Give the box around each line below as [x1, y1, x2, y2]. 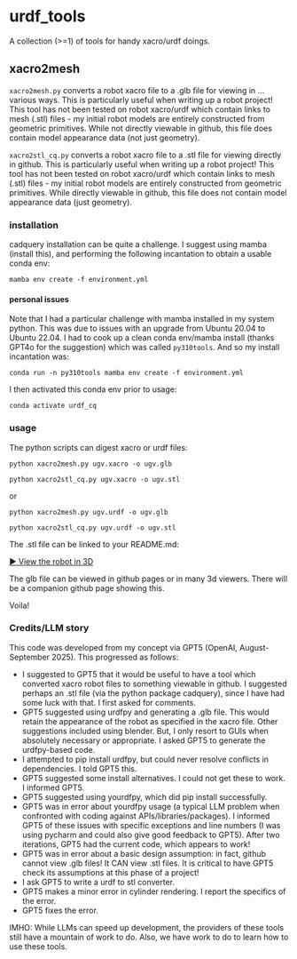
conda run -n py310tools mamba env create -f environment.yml [9, 369, 244, 378]
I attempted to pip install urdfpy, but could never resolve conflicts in [21, 754, 269, 764]
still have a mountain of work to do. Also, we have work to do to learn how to [9, 931, 289, 942]
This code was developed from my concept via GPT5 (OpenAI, [9, 642, 238, 652]
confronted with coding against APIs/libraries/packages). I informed [21, 811, 270, 821]
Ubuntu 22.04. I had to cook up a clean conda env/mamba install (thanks [9, 332, 275, 343]
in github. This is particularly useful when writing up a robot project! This [9, 158, 275, 170]
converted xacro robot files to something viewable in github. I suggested [21, 678, 287, 689]
